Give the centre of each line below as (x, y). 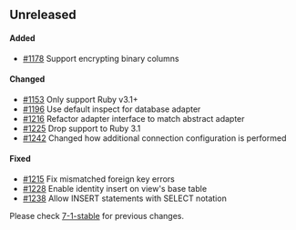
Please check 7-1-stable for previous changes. (97, 216)
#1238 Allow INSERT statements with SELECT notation (125, 198)
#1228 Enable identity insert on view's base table (115, 189)
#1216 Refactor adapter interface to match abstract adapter (133, 118)
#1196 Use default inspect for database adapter (112, 109)
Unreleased (43, 15)
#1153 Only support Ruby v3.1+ (80, 99)
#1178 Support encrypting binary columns (101, 58)
